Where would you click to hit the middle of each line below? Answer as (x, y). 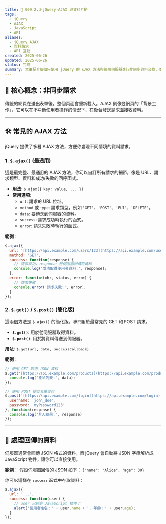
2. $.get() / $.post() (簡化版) (40, 310)
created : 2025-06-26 (26, 56)
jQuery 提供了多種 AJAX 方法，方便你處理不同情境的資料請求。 (69, 146)
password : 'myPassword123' (37, 405)
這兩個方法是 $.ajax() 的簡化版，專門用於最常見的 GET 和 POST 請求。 (78, 321)
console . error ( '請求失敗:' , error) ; (50, 287)
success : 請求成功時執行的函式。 (52, 219)
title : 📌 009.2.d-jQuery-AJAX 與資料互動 (46, 10)
